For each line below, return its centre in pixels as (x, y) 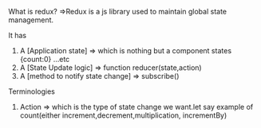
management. (31, 20)
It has (18, 35)
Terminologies (32, 91)
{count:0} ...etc (45, 59)
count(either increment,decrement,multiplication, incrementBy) (123, 115)
